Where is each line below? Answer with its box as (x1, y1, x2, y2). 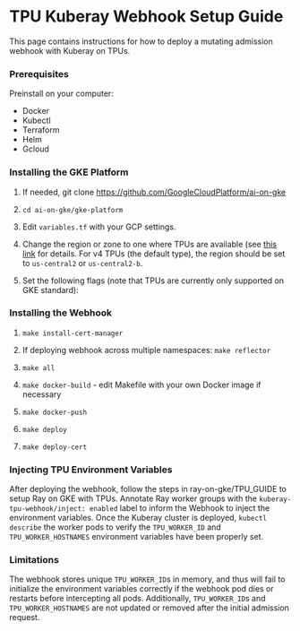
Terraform (21, 125, 60, 135)
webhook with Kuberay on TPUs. (9, 45, 131, 56)
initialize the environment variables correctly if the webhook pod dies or (9, 583, 275, 594)
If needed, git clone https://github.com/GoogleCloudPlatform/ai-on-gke (21, 186, 287, 197)
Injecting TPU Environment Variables (9, 463, 173, 476)
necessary (21, 388, 62, 400)
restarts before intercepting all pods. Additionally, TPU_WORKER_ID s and (9, 593, 266, 604)
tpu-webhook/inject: (9, 505, 87, 514)
